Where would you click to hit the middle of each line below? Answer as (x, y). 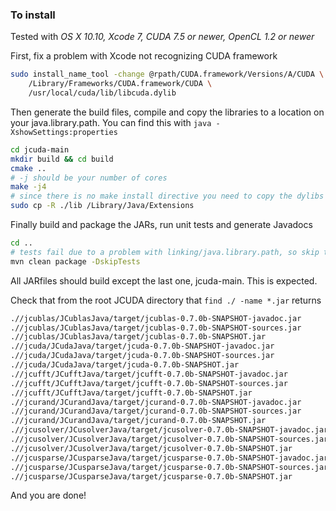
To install (33, 15)
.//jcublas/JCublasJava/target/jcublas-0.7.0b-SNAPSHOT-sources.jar (156, 328)
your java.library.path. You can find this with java (111, 122)
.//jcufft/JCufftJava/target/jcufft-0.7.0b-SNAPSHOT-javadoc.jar (149, 374)
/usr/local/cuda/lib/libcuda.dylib (102, 93)
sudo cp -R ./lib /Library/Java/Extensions (102, 206)
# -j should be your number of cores (89, 178)
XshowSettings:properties (64, 132)
